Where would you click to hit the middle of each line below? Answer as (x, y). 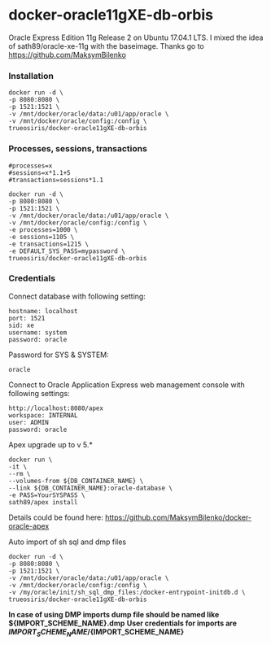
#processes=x (31, 166)
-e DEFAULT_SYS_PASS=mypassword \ (67, 251)
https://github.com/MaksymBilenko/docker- (178, 517)
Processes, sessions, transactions (78, 149)
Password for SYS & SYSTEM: (59, 355)
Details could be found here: (56, 517)
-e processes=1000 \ (44, 229)
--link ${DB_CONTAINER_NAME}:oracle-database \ (91, 488)
